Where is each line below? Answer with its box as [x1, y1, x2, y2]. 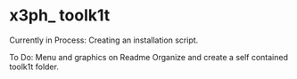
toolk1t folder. [9, 61, 60, 72]
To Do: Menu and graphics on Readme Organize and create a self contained [9, 51, 288, 62]
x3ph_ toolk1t [9, 5, 111, 26]
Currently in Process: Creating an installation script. [9, 35, 199, 45]
